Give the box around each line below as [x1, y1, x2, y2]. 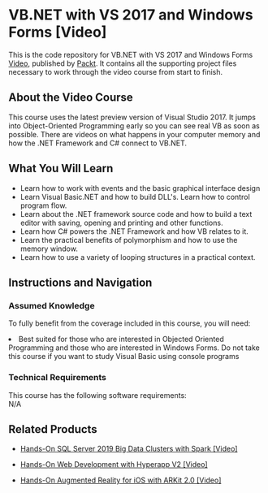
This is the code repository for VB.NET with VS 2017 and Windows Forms [8, 50, 253, 59]
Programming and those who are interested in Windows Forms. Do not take [8, 343, 260, 352]
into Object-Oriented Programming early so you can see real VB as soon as [8, 120, 260, 131]
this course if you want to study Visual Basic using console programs [8, 352, 240, 361]
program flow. [19, 201, 67, 210]
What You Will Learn [8, 162, 114, 175]
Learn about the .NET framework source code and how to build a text [19, 209, 253, 218]
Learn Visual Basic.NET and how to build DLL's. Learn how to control [19, 192, 250, 201]
